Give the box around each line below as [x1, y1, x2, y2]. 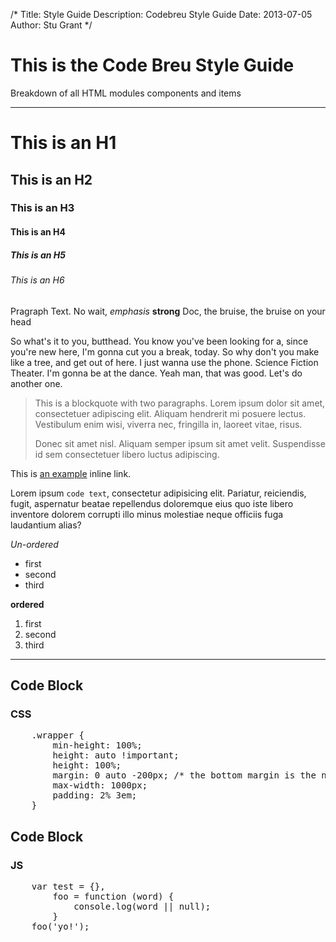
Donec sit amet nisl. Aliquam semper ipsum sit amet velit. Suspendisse [34, 437, 326, 449]
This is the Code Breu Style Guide [10, 54, 295, 77]
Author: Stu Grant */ [10, 19, 93, 31]
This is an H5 [10, 249, 66, 261]
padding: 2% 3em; [52, 790, 138, 801]
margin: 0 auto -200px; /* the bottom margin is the [52, 770, 317, 781]
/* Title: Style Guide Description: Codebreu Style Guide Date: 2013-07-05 [10, 9, 313, 20]
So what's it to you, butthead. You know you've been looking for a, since [10, 335, 309, 347]
